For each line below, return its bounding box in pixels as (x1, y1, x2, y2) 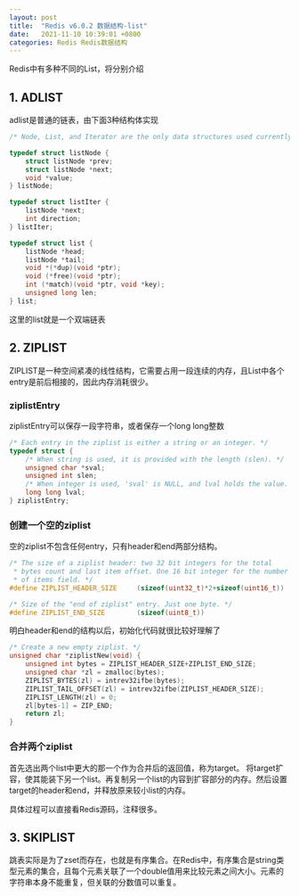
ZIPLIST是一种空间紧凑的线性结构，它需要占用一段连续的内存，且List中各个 (9, 365, 285, 375)
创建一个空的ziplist (9, 519, 92, 531)
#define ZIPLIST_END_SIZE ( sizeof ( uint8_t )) (9, 608, 205, 617)
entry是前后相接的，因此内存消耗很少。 (9, 376, 154, 387)
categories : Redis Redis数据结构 (9, 37, 128, 47)
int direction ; (25, 215, 82, 224)
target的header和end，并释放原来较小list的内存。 (9, 785, 191, 795)
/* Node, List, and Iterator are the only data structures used (9, 133, 253, 142)
